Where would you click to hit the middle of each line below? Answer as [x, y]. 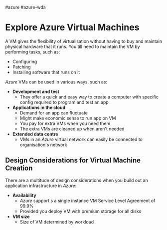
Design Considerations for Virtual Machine [73, 160]
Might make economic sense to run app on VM [68, 118]
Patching [21, 66]
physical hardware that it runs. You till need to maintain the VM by [73, 46]
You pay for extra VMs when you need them [65, 123]
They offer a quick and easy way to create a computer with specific [89, 96]
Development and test [36, 91]
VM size [21, 216]
